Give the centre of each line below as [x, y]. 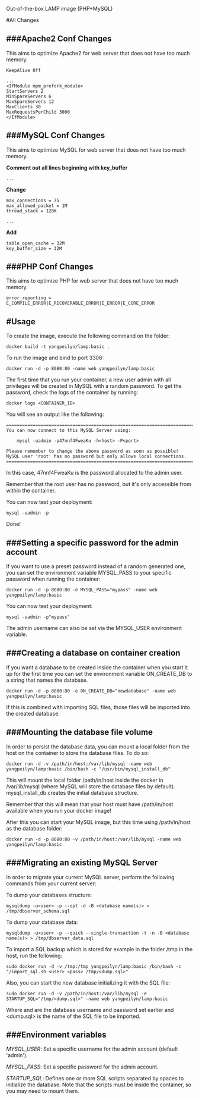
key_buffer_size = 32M [34, 248]
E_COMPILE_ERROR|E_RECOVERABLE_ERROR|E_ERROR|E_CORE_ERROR [81, 303]
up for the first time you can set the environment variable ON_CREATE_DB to [99, 673]
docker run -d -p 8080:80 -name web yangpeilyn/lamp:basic [81, 369]
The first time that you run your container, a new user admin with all [89, 380]
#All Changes [23, 20]
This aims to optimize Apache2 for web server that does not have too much [98, 53]
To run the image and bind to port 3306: [55, 358]
